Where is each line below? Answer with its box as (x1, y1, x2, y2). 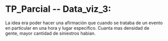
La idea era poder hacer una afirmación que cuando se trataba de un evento (5, 20, 163, 26)
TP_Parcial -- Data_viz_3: (5, 3, 111, 15)
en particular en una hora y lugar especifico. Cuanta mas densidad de (5, 25, 149, 31)
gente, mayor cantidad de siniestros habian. (5, 30, 96, 36)
